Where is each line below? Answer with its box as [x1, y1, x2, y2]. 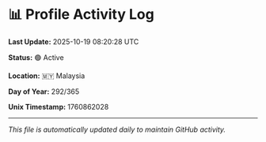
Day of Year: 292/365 [8, 87, 80, 96]
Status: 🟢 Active [8, 52, 65, 62]
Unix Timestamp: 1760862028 [8, 102, 109, 111]
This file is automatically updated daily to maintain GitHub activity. [8, 125, 226, 134]
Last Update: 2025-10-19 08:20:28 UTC [8, 36, 139, 47]
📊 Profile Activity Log [8, 6, 154, 24]
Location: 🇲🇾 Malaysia [8, 71, 85, 80]
